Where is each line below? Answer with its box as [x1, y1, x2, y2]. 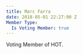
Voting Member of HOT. [6, 41, 63, 48]
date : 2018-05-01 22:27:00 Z [6, 14, 77, 20]
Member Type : [6, 19, 38, 25]
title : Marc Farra [6, 8, 51, 15]
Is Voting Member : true [11, 25, 69, 31]
